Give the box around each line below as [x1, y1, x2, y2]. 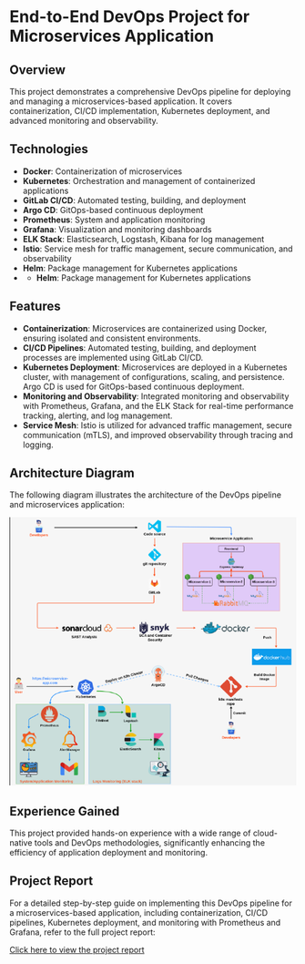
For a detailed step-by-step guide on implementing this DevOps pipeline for [9, 897, 293, 908]
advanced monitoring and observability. [9, 116, 159, 126]
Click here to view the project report [9, 944, 145, 955]
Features [9, 299, 61, 314]
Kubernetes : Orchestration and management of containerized [22, 175, 256, 186]
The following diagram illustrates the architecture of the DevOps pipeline [9, 489, 282, 500]
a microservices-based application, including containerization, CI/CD [9, 907, 269, 918]
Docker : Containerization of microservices [22, 166, 183, 177]
